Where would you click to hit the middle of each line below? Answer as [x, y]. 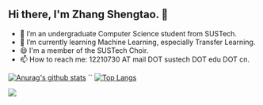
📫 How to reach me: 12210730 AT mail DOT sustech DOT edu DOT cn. [134, 59]
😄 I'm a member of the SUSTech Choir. [84, 50]
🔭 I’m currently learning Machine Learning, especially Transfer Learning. [137, 42]
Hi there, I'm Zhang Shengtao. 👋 [88, 15]
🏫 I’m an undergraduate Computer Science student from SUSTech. [128, 33]
